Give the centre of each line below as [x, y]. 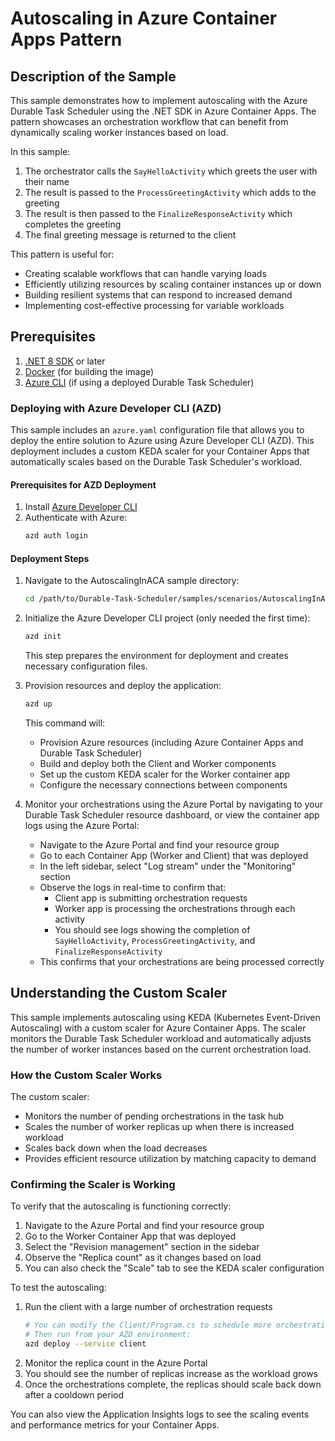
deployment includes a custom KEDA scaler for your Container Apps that [160, 451]
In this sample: [40, 151]
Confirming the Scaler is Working [93, 1185]
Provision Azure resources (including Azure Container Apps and [171, 743]
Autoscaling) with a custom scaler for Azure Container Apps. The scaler [158, 1028]
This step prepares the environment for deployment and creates [156, 656]
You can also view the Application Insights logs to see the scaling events [160, 1414]
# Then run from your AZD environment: [108, 1335]
